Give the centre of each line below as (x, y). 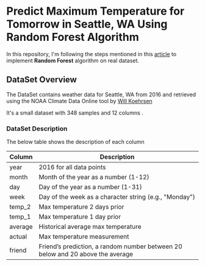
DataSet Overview (42, 80)
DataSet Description (37, 128)
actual (18, 237)
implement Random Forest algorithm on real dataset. (73, 60)
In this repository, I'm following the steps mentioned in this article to (92, 54)
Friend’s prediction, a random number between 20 (111, 246)
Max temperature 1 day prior (80, 217)
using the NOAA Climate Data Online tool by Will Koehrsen (79, 101)
